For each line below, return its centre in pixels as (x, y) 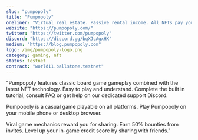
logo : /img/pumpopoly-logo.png (44, 50)
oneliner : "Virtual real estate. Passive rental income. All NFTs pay (95, 22)
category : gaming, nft (34, 55)
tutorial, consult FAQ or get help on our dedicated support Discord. (87, 95)
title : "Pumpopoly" (30, 17)
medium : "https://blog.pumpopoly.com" (54, 45)
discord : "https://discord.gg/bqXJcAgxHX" (59, 39)
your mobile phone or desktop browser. (54, 113)
